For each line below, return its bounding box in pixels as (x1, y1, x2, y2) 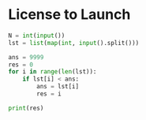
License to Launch (8, 6, 131, 24)
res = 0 (8, 61, 34, 69)
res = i (36, 90, 62, 98)
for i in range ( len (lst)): (8, 68, 97, 76)
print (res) (8, 104, 44, 112)
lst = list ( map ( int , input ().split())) (8, 39, 140, 47)
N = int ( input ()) (8, 32, 66, 39)
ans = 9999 (8, 53, 44, 61)
